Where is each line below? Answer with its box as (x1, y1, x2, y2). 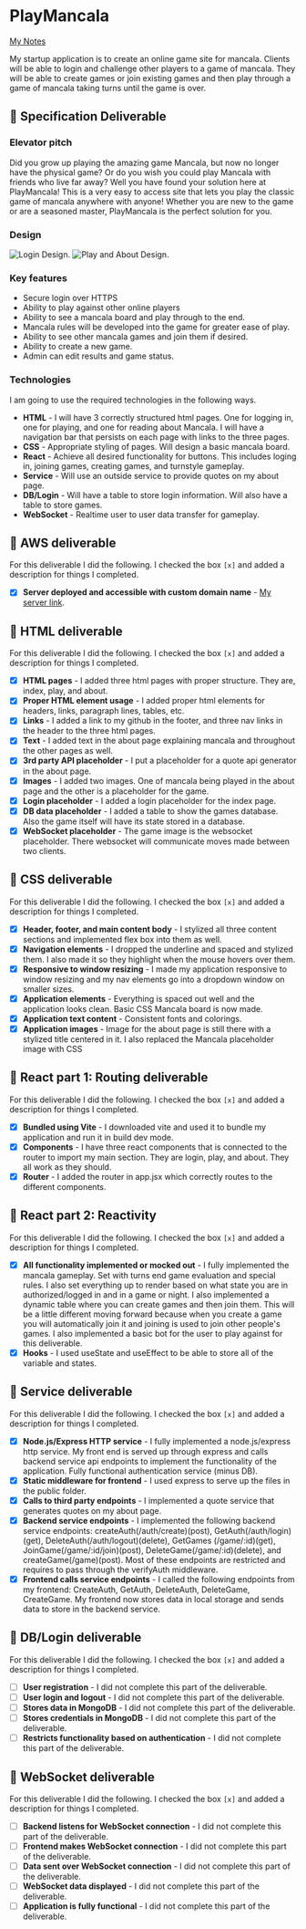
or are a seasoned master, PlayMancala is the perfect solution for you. (9, 205, 273, 216)
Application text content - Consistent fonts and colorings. (22, 1013, 242, 1024)
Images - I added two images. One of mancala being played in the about (22, 775, 295, 786)
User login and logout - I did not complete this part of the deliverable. (22, 1692, 285, 1703)
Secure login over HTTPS (22, 293, 118, 304)
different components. (22, 1181, 107, 1192)
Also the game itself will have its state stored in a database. (22, 816, 246, 827)
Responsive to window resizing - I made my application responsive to (22, 964, 288, 975)
